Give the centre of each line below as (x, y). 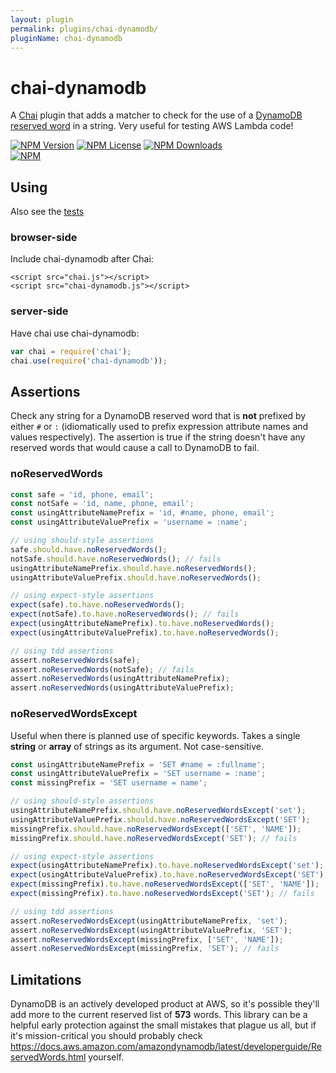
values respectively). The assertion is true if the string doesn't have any (158, 437)
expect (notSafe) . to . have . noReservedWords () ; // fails (125, 614)
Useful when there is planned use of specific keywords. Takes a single (155, 735)
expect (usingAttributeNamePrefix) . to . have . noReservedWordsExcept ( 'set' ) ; (167, 866)
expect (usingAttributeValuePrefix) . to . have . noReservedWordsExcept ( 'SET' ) (167, 875)
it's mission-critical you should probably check (106, 1036)
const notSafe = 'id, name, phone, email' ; (102, 504)
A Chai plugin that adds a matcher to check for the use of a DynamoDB (156, 115)
